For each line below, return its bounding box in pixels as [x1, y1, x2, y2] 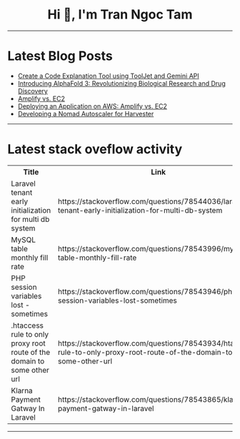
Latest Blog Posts [7, 48, 113, 64]
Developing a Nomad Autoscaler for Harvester [17, 109, 154, 118]
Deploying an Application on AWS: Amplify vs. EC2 [17, 101, 168, 110]
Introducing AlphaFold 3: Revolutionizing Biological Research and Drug [17, 79, 226, 88]
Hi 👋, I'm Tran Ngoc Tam [47, 6, 193, 23]
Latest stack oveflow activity [7, 141, 183, 158]
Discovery [17, 86, 48, 95]
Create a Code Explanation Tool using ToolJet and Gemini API [17, 71, 200, 80]
